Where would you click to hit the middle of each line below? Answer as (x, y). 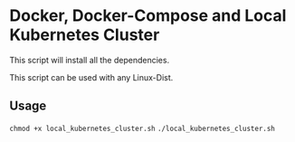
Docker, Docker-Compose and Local (148, 16)
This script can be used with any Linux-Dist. (91, 77)
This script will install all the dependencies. (90, 60)
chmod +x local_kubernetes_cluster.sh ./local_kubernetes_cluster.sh (143, 128)
